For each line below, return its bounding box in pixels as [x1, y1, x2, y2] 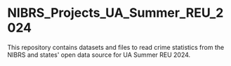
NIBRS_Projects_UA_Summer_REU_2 [7, 5, 224, 21]
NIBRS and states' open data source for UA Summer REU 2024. [7, 51, 191, 59]
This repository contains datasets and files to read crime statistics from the [7, 43, 225, 51]
